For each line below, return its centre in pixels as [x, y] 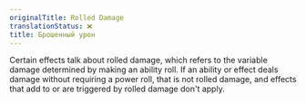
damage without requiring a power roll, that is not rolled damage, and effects [153, 80]
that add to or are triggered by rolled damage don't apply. [117, 89]
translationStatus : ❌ [51, 26]
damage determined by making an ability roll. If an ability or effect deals [144, 70]
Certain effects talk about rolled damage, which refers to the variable [139, 61]
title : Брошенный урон [52, 34]
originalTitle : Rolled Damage [67, 18]
